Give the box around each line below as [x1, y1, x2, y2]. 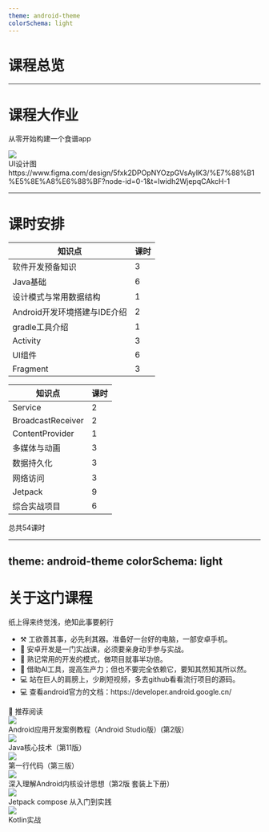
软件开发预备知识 [12, 262, 78, 273]
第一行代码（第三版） [8, 761, 78, 770]
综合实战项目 [12, 501, 62, 512]
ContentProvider [12, 428, 74, 439]
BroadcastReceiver [12, 415, 84, 426]
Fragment [12, 363, 49, 374]
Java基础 [12, 276, 46, 288]
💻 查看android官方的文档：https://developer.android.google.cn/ [19, 687, 232, 696]
